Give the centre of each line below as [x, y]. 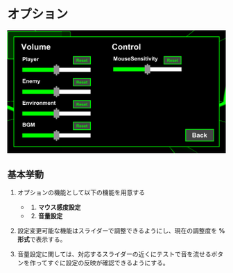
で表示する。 [48, 240]
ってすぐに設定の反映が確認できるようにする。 [102, 263]
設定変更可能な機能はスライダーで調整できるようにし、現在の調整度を [117, 231]
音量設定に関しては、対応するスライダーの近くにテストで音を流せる [114, 254]
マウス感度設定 [59, 207]
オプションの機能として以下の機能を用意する [81, 192]
